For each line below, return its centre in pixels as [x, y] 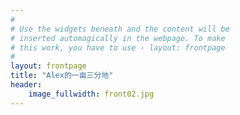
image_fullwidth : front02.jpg [91, 94]
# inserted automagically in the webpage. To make [118, 38]
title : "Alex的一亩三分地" [62, 76]
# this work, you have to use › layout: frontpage [118, 47]
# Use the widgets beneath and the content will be [120, 29]
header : [26, 85]
